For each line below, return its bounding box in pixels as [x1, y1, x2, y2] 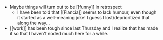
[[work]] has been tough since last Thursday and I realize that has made [9, 25, 158, 31]
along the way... [17, 20, 50, 26]
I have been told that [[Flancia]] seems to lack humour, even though [17, 9, 157, 15]
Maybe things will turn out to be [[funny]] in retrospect [9, 4, 122, 10]
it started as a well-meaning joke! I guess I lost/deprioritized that [17, 15, 150, 20]
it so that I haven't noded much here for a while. [9, 31, 109, 36]
